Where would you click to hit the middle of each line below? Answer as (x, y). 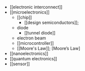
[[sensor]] (20, 64)
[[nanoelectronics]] (29, 53)
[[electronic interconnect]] (36, 7)
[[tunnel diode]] (40, 33)
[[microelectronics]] (30, 12)
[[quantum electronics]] (33, 59)
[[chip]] (24, 17)
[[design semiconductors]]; (51, 22)
